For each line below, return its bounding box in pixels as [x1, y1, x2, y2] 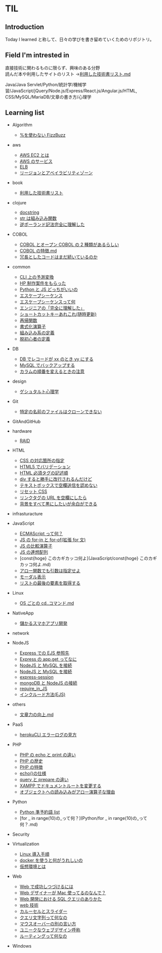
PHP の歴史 [19, 758, 43, 764]
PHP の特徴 [19, 764, 43, 770]
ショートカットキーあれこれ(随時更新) [19, 311, 97, 317]
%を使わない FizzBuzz [19, 132, 66, 138]
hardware [12, 428, 32, 434]
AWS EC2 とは [19, 152, 49, 158]
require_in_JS [19, 685, 48, 691]
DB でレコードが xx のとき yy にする [19, 356, 94, 362]
